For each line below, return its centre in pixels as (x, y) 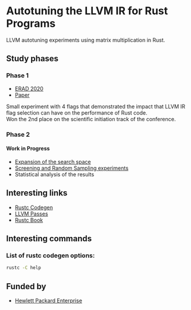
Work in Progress (28, 148)
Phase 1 (18, 75)
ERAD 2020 (29, 88)
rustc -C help (24, 268)
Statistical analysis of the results (54, 174)
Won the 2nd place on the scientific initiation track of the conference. (91, 119)
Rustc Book (29, 220)
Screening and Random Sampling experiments (72, 168)
